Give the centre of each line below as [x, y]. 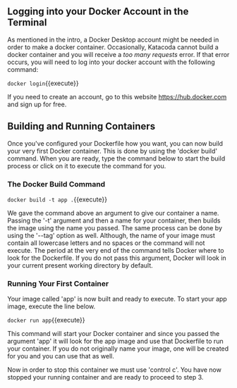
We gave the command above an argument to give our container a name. [113, 213]
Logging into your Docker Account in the [98, 12]
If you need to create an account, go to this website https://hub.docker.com [117, 96]
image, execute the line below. [51, 306]
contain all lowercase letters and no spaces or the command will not [106, 243]
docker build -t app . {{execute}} [57, 199]
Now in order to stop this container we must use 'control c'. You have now [115, 370]
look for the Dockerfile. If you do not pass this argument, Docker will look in [117, 258]
